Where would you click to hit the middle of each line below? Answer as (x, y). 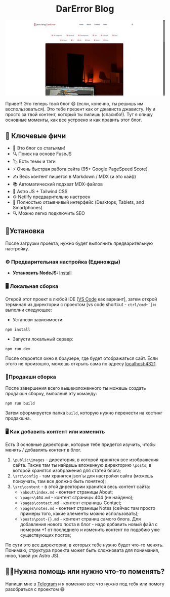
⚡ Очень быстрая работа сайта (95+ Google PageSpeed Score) (80, 169)
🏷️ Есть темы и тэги (34, 161)
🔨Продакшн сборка (31, 377)
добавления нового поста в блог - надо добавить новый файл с (89, 524)
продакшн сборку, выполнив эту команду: (51, 393)
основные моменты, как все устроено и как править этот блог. (74, 120)
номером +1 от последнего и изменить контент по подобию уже (90, 530)
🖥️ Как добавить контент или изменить (55, 431)
